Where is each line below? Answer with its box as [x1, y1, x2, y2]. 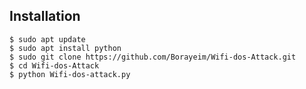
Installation [9, 8, 81, 25]
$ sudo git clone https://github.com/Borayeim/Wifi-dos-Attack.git [9, 52, 297, 62]
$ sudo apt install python [9, 43, 122, 53]
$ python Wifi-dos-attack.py [9, 69, 131, 79]
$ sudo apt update [9, 34, 86, 44]
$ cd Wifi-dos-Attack [9, 60, 100, 71]
